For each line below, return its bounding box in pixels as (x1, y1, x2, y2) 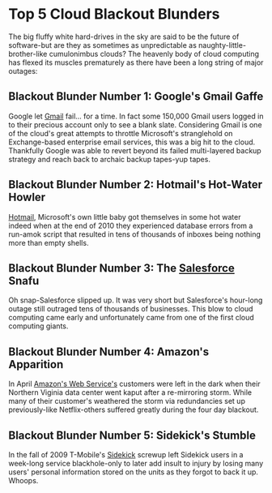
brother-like (8, 49, 48, 58)
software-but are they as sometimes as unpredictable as (8, 40, 197, 49)
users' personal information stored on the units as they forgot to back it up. (8, 467, 259, 477)
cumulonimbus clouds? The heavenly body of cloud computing (49, 49, 260, 58)
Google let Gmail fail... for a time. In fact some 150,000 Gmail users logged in (8, 111, 264, 121)
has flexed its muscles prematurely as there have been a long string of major (8, 58, 264, 67)
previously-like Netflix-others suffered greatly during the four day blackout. (8, 405, 259, 414)
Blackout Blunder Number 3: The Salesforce (8, 261, 235, 275)
